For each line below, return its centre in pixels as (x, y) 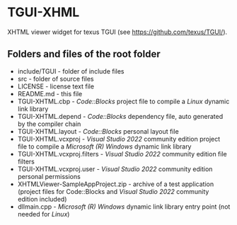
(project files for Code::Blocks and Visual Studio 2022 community (113, 191)
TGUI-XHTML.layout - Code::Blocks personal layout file (98, 131)
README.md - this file (50, 93)
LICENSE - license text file (56, 86)
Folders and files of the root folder (84, 54)
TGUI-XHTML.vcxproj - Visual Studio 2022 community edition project (119, 139)
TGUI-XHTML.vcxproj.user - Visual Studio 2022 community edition (115, 169)
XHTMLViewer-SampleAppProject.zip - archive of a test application (116, 184)
